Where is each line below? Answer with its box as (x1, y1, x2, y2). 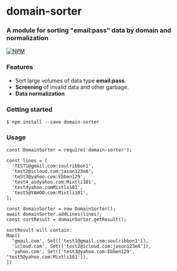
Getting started (6, 105, 53, 114)
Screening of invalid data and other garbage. (15, 83, 129, 91)
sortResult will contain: (6, 228, 72, 234)
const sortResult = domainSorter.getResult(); (6, 217, 127, 223)
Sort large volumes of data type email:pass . (15, 76, 126, 84)
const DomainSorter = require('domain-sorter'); (6, 147, 132, 154)
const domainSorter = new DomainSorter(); (6, 206, 116, 212)
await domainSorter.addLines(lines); (6, 211, 103, 218)
